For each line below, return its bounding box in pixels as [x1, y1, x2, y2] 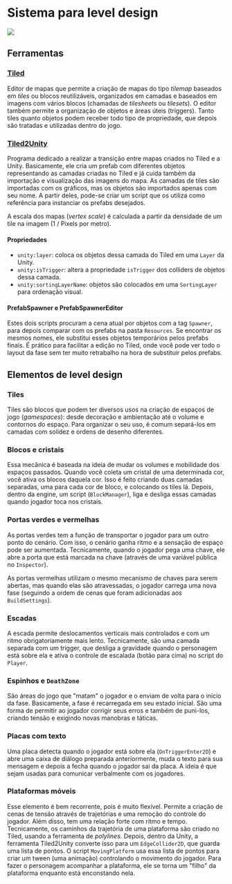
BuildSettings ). [7, 596, 52, 604]
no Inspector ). [7, 560, 48, 568]
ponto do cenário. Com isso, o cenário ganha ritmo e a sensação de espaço [7, 538, 224, 546]
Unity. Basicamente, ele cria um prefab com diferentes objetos [7, 161, 186, 170]
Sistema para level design [7, 5, 159, 21]
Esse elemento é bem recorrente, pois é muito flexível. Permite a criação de [7, 802, 223, 810]
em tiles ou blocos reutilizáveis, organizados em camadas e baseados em [7, 92, 217, 100]
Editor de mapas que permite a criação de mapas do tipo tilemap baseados [7, 84, 222, 92]
